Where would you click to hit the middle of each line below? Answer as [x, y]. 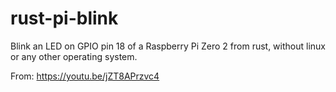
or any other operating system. [74, 56]
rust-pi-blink [64, 18]
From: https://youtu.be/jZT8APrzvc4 [85, 76]
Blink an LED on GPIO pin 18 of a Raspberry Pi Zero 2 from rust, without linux [168, 46]
